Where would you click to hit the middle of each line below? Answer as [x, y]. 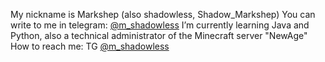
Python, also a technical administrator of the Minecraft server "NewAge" [159, 35]
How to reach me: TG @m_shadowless [90, 46]
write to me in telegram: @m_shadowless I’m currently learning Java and [160, 25]
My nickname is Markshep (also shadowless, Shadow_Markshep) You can [163, 14]
